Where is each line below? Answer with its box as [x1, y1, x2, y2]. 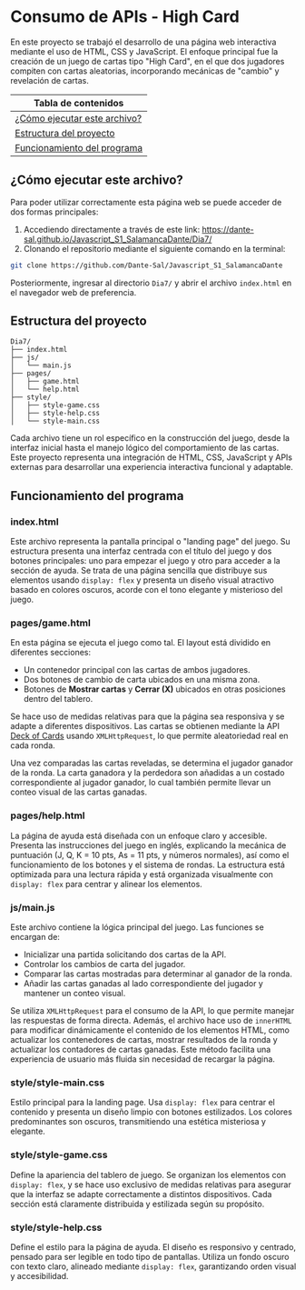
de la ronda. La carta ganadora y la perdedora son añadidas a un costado [10, 767, 285, 778]
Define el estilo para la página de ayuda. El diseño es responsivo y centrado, [10, 1241, 297, 1252]
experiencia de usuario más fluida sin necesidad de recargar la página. [10, 1054, 276, 1065]
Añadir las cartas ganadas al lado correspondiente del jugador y [23, 978, 264, 989]
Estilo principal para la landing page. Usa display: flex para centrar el [10, 1097, 275, 1108]
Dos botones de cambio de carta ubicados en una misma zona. [23, 675, 261, 685]
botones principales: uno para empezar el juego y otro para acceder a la [10, 555, 280, 566]
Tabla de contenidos [34, 96, 124, 109]
